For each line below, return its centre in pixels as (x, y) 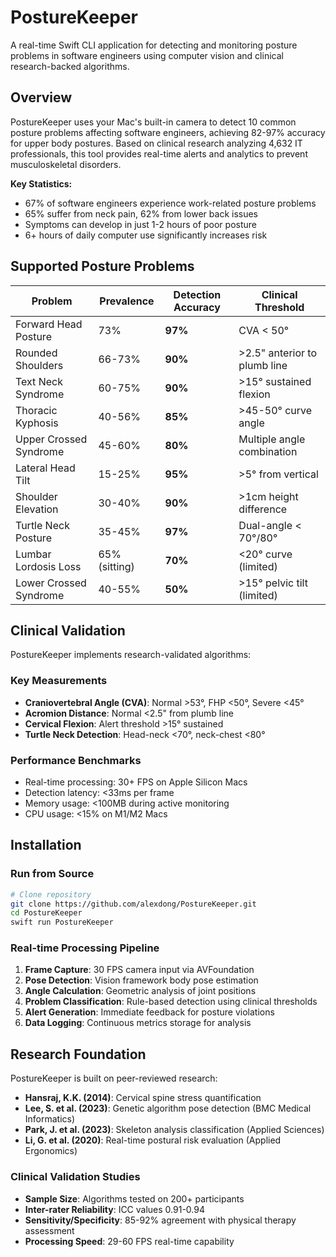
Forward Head (49, 324)
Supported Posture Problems (102, 266)
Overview (41, 97)
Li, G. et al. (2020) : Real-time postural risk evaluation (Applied (153, 1140)
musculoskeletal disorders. (66, 164)
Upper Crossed (51, 439)
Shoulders (39, 365)
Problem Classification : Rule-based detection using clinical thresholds (171, 1002)
